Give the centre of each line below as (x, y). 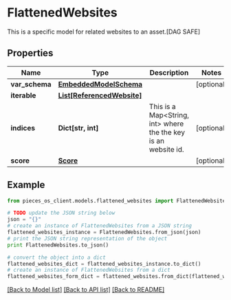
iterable (23, 95)
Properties (30, 53)
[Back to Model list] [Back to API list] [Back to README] (86, 290)
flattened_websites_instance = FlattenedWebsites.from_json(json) (104, 232)
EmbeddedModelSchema (100, 84)
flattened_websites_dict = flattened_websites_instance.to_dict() (104, 264)
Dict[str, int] (78, 128)
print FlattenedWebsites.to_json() (58, 245)
